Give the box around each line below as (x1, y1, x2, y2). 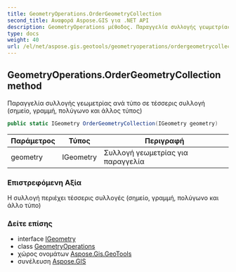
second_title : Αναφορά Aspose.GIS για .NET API (7, 17, 150, 24)
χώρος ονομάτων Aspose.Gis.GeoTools (17, 249, 132, 258)
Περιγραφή (145, 135, 185, 145)
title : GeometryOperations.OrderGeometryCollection (7, 10, 162, 18)
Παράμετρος (11, 135, 55, 145)
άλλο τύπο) (7, 201, 41, 209)
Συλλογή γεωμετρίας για (103, 147, 188, 157)
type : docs (7, 30, 39, 37)
